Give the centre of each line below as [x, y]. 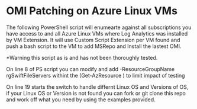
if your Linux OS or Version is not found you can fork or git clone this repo [96, 93]
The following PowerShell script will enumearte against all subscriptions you [99, 27]
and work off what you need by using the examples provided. [81, 100]
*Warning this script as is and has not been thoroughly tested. [82, 57]
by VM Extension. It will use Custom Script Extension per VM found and [93, 40]
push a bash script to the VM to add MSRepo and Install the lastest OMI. [94, 46]
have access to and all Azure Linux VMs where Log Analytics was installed [97, 33]
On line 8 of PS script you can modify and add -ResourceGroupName [91, 69]
